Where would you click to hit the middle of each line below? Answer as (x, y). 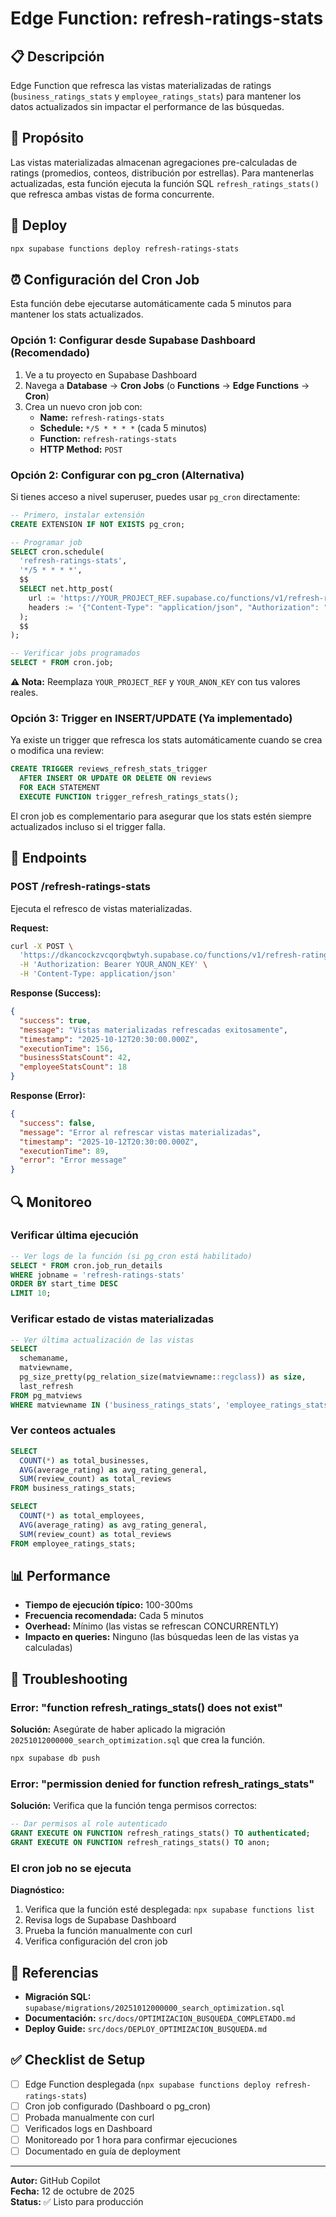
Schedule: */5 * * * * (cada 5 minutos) (123, 428)
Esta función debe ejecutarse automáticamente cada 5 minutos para (151, 304)
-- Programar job (46, 542)
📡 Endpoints (49, 858)
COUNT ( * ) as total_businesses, (84, 1460)
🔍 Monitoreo (51, 1202)
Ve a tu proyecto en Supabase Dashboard (111, 374)
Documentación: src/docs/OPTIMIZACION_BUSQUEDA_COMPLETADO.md (160, 2018)
